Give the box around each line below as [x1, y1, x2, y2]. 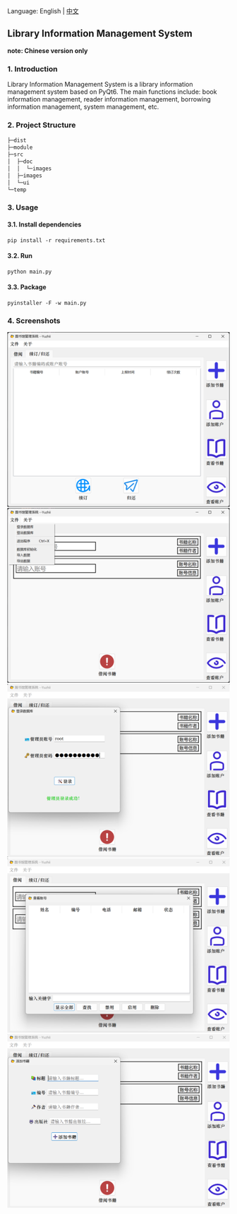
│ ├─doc [7, 158, 33, 165]
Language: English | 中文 [7, 7, 79, 15]
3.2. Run [7, 252, 33, 260]
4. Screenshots [7, 315, 61, 325]
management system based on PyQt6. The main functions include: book [7, 87, 217, 96]
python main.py [7, 268, 52, 275]
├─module [7, 144, 33, 151]
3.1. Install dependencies [7, 220, 82, 229]
